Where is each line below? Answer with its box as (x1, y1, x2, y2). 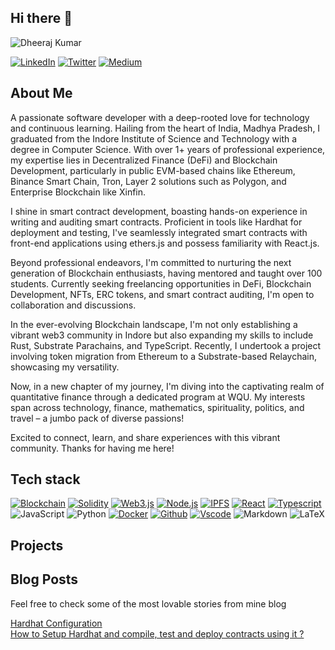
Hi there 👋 (10, 10, 73, 27)
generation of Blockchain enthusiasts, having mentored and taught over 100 (10, 267, 323, 279)
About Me (10, 85, 73, 102)
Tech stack (10, 471, 81, 488)
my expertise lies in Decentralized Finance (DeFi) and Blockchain (10, 154, 278, 166)
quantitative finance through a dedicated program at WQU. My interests (10, 391, 306, 403)
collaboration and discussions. (10, 299, 137, 311)
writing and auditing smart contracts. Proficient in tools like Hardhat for (10, 216, 303, 228)
